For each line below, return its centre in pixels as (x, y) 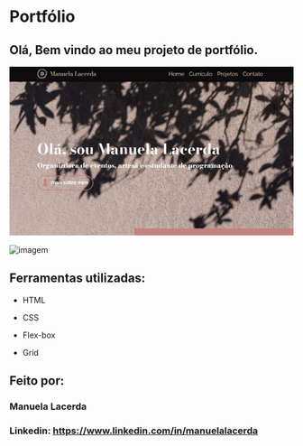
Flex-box (39, 335)
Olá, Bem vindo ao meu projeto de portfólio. (134, 50)
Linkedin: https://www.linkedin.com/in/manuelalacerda (134, 431)
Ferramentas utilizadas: (78, 279)
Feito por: (37, 381)
